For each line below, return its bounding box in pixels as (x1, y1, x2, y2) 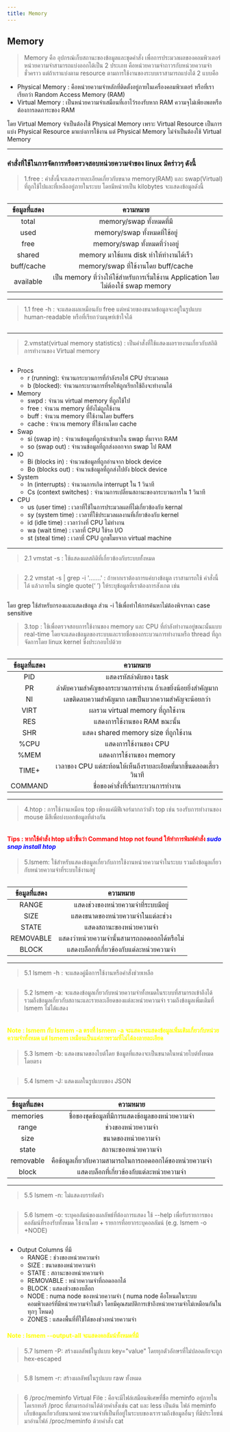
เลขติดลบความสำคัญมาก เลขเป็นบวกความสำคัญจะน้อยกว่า (64, 694, 211, 704)
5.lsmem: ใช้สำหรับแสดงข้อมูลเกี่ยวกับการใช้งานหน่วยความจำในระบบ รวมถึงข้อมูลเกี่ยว (23, 858, 222, 866)
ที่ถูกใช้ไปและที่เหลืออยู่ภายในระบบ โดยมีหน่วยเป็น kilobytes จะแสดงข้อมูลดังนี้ (23, 182, 204, 190)
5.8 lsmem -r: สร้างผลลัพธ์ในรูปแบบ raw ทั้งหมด (23, 1374, 142, 1383)
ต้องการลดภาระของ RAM (16, 106, 75, 114)
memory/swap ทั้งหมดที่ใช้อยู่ (94, 227, 178, 237)
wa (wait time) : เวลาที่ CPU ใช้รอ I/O (27, 526, 123, 534)
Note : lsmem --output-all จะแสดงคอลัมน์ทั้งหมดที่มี (7, 1331, 139, 1339)
